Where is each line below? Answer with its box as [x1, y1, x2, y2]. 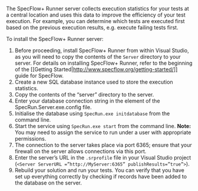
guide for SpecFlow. [14, 72, 64, 79]
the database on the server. [14, 179, 82, 186]
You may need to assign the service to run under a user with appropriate [14, 129, 191, 136]
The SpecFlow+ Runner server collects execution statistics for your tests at [6, 5, 189, 12]
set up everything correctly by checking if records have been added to [14, 173, 187, 180]
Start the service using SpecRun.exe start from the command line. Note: [14, 123, 191, 129]
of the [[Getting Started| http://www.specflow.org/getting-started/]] [14, 66, 178, 73]
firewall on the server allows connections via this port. [14, 148, 147, 155]
